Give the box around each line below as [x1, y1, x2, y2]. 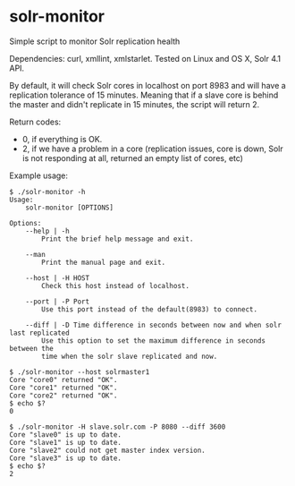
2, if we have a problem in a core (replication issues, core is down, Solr [21, 143, 283, 154]
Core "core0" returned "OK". [9, 375, 118, 384]
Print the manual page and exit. [41, 258, 166, 267]
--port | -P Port [25, 297, 90, 306]
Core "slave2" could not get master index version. [9, 446, 206, 455]
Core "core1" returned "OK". [9, 383, 118, 392]
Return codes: [9, 116, 62, 127]
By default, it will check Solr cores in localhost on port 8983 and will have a [9, 80, 286, 90]
